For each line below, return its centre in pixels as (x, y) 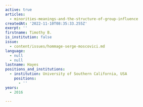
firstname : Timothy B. (28, 33)
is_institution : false (28, 37)
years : (12, 88)
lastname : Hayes (22, 65)
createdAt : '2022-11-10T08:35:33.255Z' (46, 23)
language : (15, 51)
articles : (15, 14)
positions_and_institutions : (35, 70)
